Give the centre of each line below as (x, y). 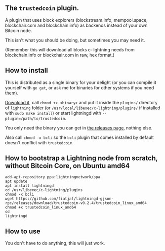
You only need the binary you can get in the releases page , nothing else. (79, 127)
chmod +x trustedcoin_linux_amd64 (41, 208)
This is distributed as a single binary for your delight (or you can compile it (81, 82)
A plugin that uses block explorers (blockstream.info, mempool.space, (77, 20)
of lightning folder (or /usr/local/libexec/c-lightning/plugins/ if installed (83, 108)
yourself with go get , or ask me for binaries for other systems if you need (80, 87)
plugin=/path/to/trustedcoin (35, 119)
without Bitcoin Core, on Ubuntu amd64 (67, 166)
